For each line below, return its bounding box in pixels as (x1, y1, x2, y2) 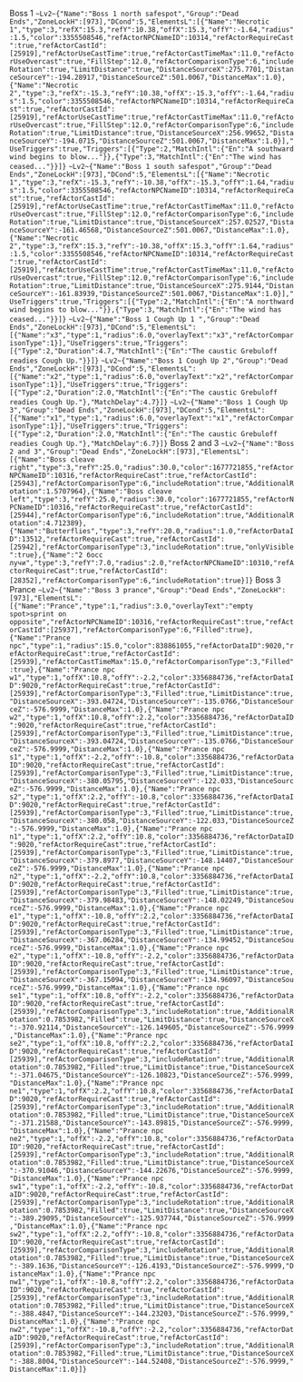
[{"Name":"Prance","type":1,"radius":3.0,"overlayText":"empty (9, 602, 254, 611)
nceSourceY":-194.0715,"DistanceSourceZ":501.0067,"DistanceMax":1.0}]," (9, 136, 295, 145)
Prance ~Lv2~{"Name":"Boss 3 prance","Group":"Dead (9, 584, 210, 594)
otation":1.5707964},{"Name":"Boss (9, 487, 144, 496)
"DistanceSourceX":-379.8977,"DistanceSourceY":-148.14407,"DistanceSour (9, 856, 295, 865)
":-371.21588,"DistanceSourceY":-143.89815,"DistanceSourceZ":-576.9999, (9, 1119, 295, 1128)
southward (257, 144, 295, 154)
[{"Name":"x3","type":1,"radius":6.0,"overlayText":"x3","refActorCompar (9, 331, 295, 340)
